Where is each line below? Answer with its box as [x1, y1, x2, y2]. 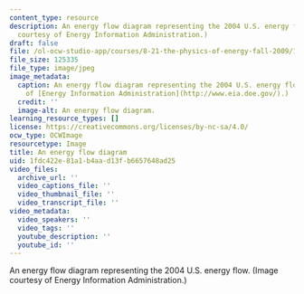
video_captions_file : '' [17, 182, 111, 191]
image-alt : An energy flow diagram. [17, 106, 156, 115]
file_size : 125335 [9, 55, 79, 64]
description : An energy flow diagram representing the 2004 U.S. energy [9, 22, 290, 31]
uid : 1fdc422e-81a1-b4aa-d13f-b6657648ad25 [9, 156, 176, 166]
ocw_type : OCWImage [9, 131, 83, 140]
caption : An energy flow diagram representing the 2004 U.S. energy [17, 81, 281, 90]
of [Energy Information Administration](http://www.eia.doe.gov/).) [25, 89, 290, 98]
